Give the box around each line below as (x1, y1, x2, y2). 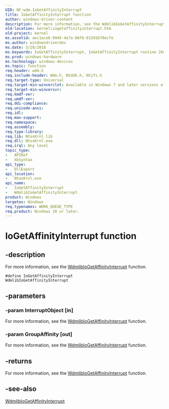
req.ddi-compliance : (5, 101, 49, 106)
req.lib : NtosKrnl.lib (5, 134, 53, 139)
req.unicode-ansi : (5, 106, 44, 111)
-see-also (5, 385, 37, 393)
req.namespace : (5, 119, 37, 125)
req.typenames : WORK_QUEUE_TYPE (5, 204, 73, 209)
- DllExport (5, 167, 35, 172)
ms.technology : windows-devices (5, 59, 73, 64)
